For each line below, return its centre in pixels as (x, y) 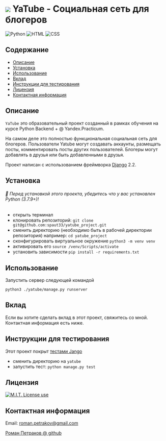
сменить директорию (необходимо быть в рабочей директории (82, 230)
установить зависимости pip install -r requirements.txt (76, 252)
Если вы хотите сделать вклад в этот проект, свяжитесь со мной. (77, 317)
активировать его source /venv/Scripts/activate (65, 247)
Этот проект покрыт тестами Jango (44, 351)
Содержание (27, 50)
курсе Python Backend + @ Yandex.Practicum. (55, 129)
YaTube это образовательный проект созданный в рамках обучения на (82, 123)
